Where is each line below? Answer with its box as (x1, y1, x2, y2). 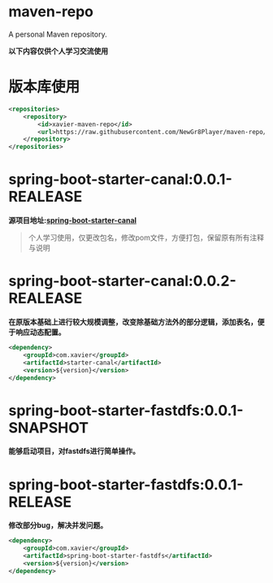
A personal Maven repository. (8, 29, 107, 39)
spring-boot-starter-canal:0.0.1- (8, 170, 233, 189)
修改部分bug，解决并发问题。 (8, 520, 108, 530)
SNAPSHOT (8, 418, 89, 437)
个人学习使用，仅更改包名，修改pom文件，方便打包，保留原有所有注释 (28, 233, 265, 242)
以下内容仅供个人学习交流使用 (8, 46, 108, 55)
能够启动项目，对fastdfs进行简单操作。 (8, 446, 141, 456)
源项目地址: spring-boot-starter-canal (8, 215, 136, 225)
